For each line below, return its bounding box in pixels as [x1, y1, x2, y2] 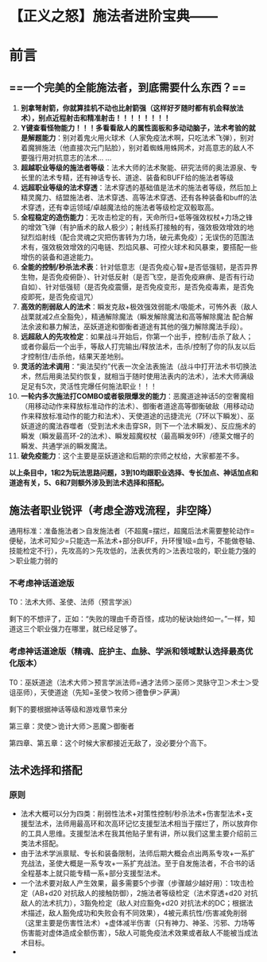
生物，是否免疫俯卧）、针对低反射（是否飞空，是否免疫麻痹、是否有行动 [20, 272, 254, 282]
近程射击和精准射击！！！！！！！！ [52, 113, 171, 123]
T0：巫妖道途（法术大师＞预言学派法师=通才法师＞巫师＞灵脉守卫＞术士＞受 [9, 677, 259, 687]
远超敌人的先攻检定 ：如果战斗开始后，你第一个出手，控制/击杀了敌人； [20, 332, 253, 342]
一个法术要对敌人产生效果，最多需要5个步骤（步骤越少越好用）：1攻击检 [20, 879, 254, 888]
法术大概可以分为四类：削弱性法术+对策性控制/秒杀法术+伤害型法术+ [20, 809, 246, 819]
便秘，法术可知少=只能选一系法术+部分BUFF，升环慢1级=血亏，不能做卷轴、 [9, 536, 260, 545]
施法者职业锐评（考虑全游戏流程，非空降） [9, 503, 218, 517]
